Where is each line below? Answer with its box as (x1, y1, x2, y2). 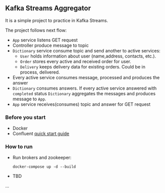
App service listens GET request (12, 37, 78, 43)
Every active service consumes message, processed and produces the (12, 74, 160, 80)
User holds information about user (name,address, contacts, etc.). (20, 53, 156, 59)
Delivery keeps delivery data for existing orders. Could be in (20, 63, 146, 70)
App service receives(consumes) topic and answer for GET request (12, 101, 151, 107)
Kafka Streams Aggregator (5, 4, 91, 13)
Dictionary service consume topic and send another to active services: (12, 47, 161, 53)
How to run (5, 143, 33, 150)
